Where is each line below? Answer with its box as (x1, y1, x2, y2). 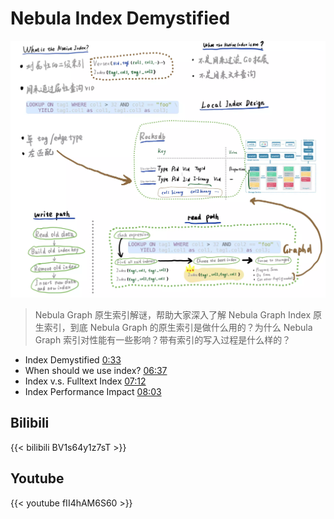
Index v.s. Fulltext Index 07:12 (24, 375, 147, 387)
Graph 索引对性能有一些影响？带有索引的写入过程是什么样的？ (34, 333, 292, 346)
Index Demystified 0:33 (24, 353, 122, 366)
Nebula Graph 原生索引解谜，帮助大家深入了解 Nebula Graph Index (34, 308, 312, 321)
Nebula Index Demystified (10, 7, 231, 30)
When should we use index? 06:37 (24, 364, 168, 376)
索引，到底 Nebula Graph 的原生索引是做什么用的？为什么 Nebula (43, 321, 313, 333)
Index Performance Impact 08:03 (24, 385, 162, 397)
